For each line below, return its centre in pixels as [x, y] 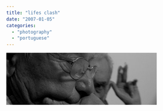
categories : [21, 25]
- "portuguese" [31, 38]
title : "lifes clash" [33, 13]
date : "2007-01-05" [31, 19]
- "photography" [32, 32]
